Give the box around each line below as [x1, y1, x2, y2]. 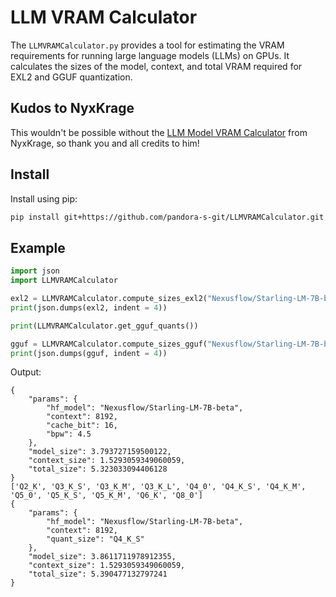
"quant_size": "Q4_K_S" [46, 534, 145, 545]
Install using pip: [10, 192, 78, 205]
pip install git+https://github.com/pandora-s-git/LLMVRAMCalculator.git [10, 212, 325, 222]
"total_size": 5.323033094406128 [28, 464, 168, 475]
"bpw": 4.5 [46, 429, 92, 440]
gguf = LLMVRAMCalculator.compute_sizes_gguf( [10, 339, 208, 349]
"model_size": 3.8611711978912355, [28, 552, 177, 562]
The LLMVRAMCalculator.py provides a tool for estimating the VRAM [10, 39, 285, 51]
